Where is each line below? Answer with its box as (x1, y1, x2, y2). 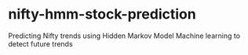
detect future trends (8, 39, 73, 48)
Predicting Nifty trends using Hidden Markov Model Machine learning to (8, 31, 241, 40)
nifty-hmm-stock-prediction (8, 5, 196, 23)
